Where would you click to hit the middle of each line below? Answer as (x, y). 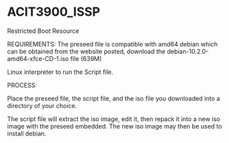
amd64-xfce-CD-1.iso (38, 58)
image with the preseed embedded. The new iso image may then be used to (114, 126)
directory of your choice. (42, 105)
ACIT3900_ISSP (54, 12)
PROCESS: (22, 85)
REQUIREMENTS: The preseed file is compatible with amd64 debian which (112, 44)
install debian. (27, 133)
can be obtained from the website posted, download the (86, 51)
